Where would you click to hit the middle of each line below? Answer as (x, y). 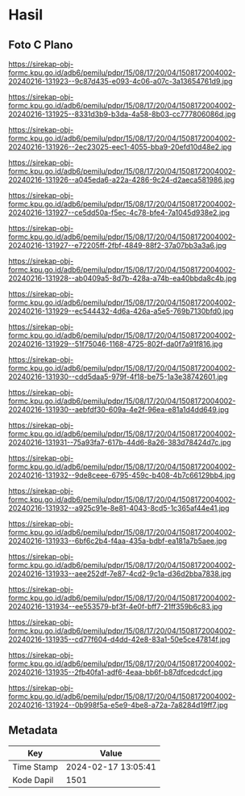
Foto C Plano (41, 45)
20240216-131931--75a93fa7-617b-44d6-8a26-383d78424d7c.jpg (120, 442)
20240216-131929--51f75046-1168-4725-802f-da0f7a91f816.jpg (116, 344)
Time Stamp (35, 767)
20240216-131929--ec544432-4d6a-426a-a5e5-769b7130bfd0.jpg (121, 311)
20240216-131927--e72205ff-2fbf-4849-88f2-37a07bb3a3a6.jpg (118, 245)
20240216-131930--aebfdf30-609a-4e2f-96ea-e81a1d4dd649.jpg (119, 409)
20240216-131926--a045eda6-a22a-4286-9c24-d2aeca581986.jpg (122, 180)
